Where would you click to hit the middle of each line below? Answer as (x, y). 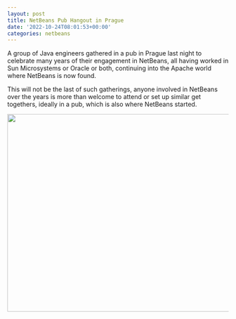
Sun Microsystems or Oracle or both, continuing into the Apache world (110, 68)
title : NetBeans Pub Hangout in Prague (66, 20)
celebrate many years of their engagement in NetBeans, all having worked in (118, 61)
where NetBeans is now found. (52, 76)
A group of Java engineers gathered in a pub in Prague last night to (105, 53)
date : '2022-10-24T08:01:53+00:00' (59, 27)
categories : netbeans (39, 33)
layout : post (26, 14)
